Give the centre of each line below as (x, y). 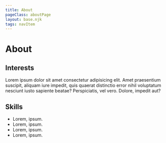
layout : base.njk (24, 19)
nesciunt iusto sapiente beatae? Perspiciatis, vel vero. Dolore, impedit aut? (83, 91)
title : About (19, 10)
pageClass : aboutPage (28, 15)
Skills (14, 107)
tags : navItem (20, 24)
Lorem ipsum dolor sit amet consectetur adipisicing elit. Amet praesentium (83, 80)
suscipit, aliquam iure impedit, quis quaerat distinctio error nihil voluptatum (83, 85)
